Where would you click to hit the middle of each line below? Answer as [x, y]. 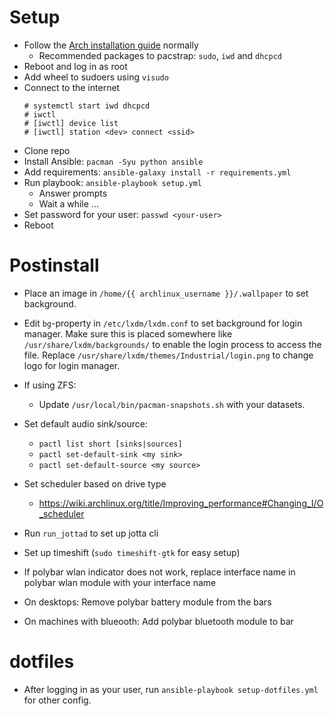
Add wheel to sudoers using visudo [96, 77]
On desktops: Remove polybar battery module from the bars [147, 602]
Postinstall [54, 265]
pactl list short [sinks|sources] [110, 444]
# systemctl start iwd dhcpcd [87, 106]
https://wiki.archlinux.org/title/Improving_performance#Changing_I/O [181, 503]
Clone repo [47, 150]
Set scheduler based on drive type [95, 483]
